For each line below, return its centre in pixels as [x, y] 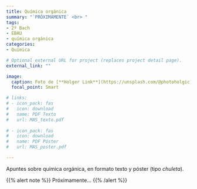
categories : [21, 45]
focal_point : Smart [35, 87]
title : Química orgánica [36, 11]
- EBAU [14, 33]
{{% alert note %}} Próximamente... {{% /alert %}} [67, 180]
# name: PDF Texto [31, 114]
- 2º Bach [18, 28]
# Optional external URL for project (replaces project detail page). [94, 60]
